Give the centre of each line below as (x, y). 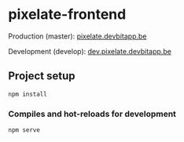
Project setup (42, 76)
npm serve (24, 130)
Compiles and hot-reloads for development (92, 114)
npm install (28, 94)
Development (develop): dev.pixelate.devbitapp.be (90, 51)
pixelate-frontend (67, 15)
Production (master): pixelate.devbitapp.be (77, 36)
